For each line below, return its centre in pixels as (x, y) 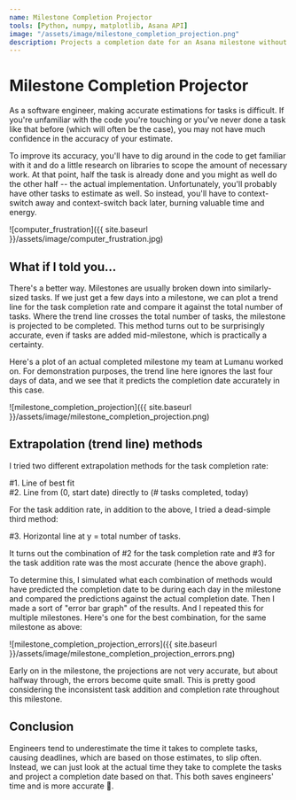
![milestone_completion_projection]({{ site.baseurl (101, 407)
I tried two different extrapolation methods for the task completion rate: (139, 465)
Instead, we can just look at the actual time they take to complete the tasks (145, 766)
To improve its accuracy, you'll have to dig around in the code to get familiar (148, 156)
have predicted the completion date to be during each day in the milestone (145, 589)
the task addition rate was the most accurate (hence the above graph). (138, 563)
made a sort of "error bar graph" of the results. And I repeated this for (136, 608)
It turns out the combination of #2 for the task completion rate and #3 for (142, 553)
